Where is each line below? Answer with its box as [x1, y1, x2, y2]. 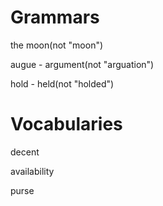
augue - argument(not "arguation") [10, 58, 155, 70]
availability [10, 165, 55, 177]
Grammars [10, 6, 100, 29]
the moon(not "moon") [10, 39, 104, 51]
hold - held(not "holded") [10, 77, 115, 90]
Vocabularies [10, 113, 123, 136]
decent [10, 146, 40, 158]
